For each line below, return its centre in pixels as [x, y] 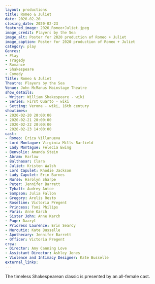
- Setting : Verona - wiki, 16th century [47, 106]
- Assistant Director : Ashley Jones [43, 253]
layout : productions [26, 10]
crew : [11, 244]
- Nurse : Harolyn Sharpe [31, 180]
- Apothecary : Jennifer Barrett [38, 235]
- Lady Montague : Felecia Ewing [38, 148]
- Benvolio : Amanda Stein [31, 152]
